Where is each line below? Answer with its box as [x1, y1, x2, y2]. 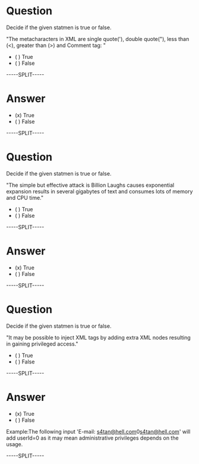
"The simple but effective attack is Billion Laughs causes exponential [6, 181, 175, 189]
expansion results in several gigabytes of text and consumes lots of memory [6, 187, 193, 195]
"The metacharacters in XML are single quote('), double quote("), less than [6, 35, 189, 42]
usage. [6, 440, 23, 447]
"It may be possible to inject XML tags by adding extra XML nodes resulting [6, 334, 191, 341]
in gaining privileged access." [6, 340, 78, 347]
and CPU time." [6, 194, 43, 201]
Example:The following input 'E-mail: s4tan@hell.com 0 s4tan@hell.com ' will [6, 428, 191, 435]
